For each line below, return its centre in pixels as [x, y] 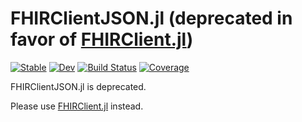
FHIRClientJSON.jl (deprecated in [151, 18]
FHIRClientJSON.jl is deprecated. [78, 86]
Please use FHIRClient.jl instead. [77, 106]
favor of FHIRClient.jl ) [102, 39]
